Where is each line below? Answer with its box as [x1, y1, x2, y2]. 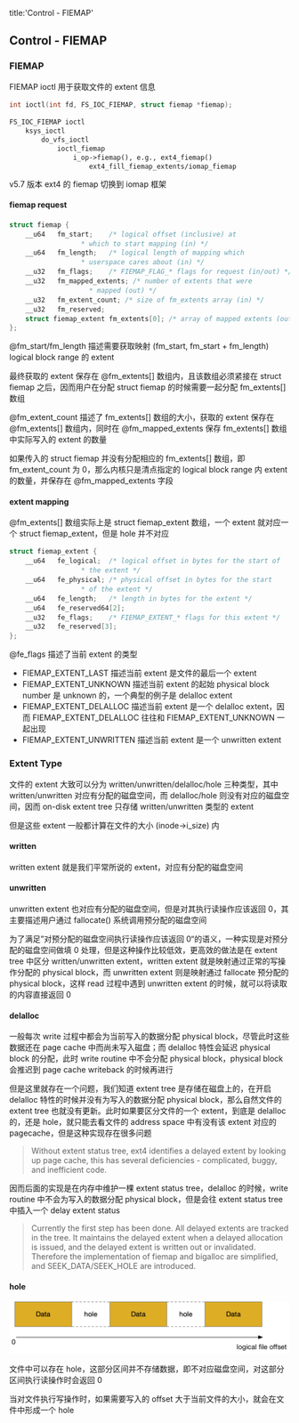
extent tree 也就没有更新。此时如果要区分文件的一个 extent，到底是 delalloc [9, 1105, 287, 1116]
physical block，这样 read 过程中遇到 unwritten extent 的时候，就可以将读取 [9, 978, 287, 989]
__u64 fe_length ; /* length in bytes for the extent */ [25, 594, 253, 603]
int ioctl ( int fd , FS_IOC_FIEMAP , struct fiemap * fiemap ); [9, 100, 233, 109]
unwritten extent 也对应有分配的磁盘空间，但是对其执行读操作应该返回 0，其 [9, 903, 289, 914]
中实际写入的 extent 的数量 [9, 434, 108, 445]
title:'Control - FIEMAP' [9, 8, 93, 18]
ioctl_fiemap [56, 144, 105, 153]
